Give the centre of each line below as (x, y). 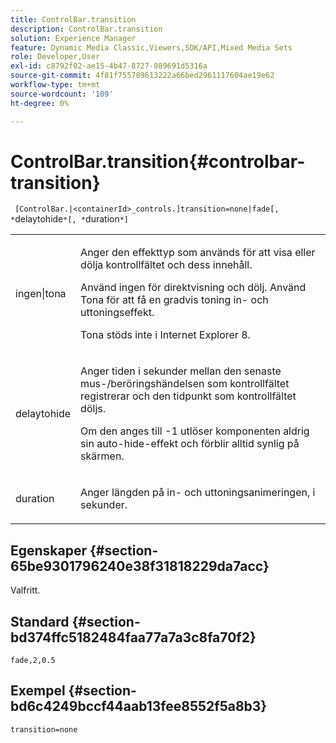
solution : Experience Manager (73, 38)
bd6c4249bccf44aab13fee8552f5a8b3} (139, 706)
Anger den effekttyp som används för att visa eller (198, 253)
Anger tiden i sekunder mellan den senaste (181, 371)
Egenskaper (49, 550)
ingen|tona (41, 294)
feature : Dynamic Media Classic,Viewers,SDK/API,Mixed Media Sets (151, 47)
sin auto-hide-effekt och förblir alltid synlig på (190, 444)
